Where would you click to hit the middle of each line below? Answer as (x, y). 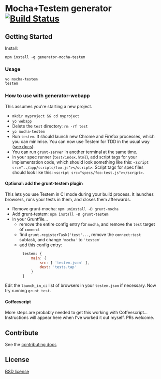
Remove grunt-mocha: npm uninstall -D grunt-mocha (65, 208)
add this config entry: (41, 245)
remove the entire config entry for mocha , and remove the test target (87, 224)
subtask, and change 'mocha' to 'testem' (60, 239)
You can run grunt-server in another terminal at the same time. (75, 152)
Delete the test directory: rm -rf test (50, 126)
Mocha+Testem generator (59, 8)
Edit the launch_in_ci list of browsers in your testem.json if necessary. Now (80, 285)
